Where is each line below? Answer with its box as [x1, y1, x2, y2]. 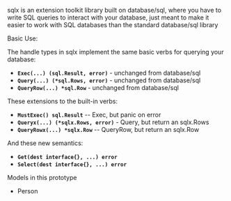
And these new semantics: [7, 139, 83, 147]
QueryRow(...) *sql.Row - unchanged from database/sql [17, 84, 180, 91]
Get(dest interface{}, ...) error [17, 154, 118, 161]
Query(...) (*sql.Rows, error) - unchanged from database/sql [17, 76, 201, 84]
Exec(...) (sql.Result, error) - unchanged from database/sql [17, 69, 201, 77]
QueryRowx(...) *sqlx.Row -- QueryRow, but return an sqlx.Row [17, 126, 200, 133]
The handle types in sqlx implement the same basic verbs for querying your [7, 48, 224, 56]
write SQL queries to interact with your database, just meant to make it [7, 13, 209, 22]
